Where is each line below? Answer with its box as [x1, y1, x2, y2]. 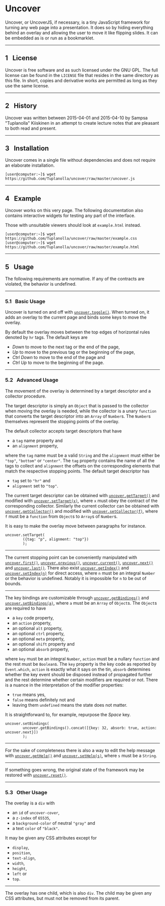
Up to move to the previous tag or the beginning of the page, [12, 349, 135, 355]
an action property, [12, 620, 52, 626]
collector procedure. [5, 393, 47, 399]
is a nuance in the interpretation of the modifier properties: [5, 682, 124, 688]
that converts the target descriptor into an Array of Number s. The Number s [5, 413, 151, 419]
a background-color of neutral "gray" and [12, 820, 95, 826]
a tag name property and [12, 437, 63, 443]
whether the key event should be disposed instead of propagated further [5, 671, 152, 677]
